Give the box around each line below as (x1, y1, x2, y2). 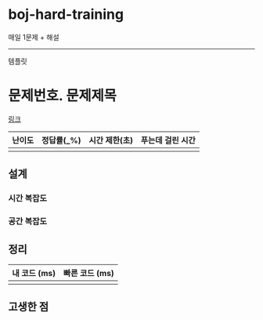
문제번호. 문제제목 (8, 87, 117, 105)
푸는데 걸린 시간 (140, 135, 196, 146)
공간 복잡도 (8, 216, 48, 227)
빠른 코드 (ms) (63, 267, 115, 278)
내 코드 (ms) (12, 267, 56, 278)
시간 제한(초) (88, 135, 134, 146)
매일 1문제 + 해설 (8, 32, 60, 42)
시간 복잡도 (8, 193, 48, 204)
